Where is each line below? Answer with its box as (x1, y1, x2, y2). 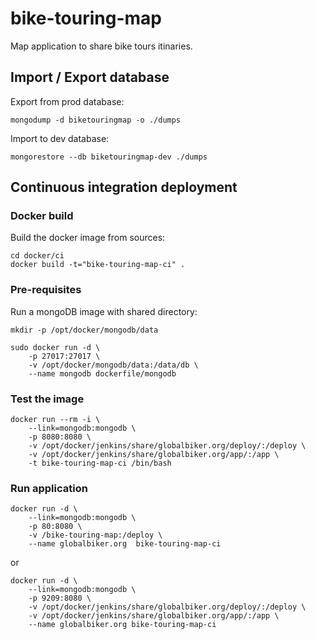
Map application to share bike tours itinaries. (10, 40, 193, 52)
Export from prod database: (10, 95, 125, 107)
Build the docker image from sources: (10, 232, 166, 244)
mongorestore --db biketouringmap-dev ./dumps (10, 152, 208, 162)
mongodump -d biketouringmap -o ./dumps (10, 115, 182, 125)
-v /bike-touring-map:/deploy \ (28, 530, 163, 541)
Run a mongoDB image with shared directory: (10, 305, 198, 317)
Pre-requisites (10, 283, 82, 297)
